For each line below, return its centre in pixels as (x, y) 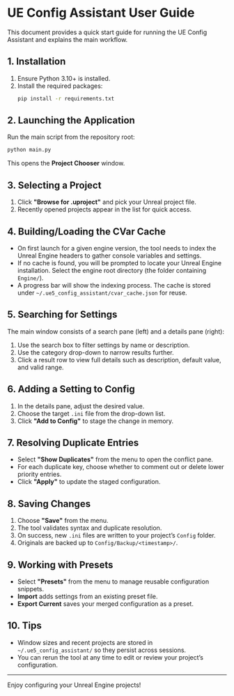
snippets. (31, 589)
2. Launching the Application (71, 120)
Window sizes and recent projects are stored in (85, 642)
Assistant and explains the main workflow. (68, 39)
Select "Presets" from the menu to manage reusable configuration (113, 582)
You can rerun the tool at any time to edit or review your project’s (110, 657)
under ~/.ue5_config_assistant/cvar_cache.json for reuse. (102, 293)
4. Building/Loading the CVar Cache (86, 231)
